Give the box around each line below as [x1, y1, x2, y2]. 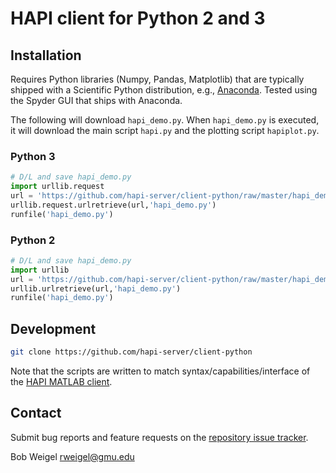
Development [10, 320, 97, 337]
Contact [10, 405, 62, 422]
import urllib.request [10, 182, 105, 192]
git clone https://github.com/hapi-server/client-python [10, 347, 253, 357]
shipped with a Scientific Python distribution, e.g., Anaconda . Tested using [10, 84, 318, 96]
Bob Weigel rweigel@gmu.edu [10, 450, 135, 462]
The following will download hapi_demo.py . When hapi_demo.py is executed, [10, 114, 320, 126]
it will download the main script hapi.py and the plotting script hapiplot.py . [10, 125, 320, 136]
